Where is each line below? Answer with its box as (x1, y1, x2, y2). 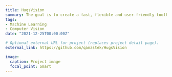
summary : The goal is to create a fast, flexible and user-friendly (5, 12, 155, 17)
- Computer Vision (5, 27, 45, 32)
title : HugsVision (5, 7, 45, 13)
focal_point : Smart (10, 64, 52, 69)
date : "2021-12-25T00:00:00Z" (5, 31, 70, 36)
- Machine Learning (5, 21, 47, 27)
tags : (5, 17, 17, 22)
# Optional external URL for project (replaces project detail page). (5, 40, 159, 46)
